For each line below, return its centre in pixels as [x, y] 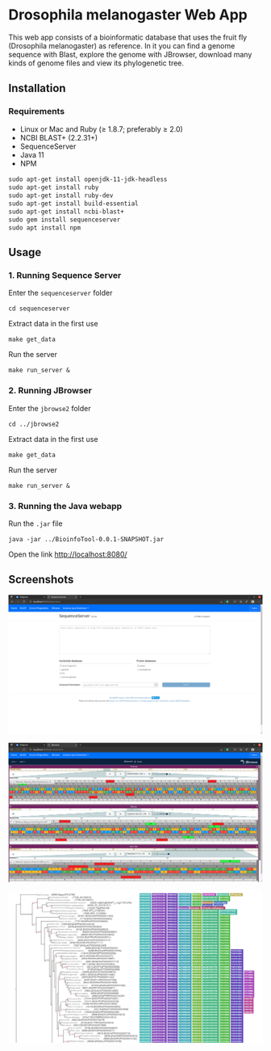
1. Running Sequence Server [65, 275]
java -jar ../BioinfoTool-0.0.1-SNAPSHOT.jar [86, 539]
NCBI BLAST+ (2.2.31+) [59, 137]
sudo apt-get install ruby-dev [61, 195]
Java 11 [32, 154]
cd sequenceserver [39, 309]
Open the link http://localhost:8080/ [68, 554]
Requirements [37, 111]
